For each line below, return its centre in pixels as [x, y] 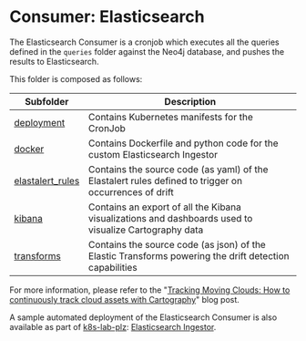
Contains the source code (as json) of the [177, 244]
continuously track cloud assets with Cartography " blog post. [124, 299]
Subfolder [46, 101]
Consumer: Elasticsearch [107, 17]
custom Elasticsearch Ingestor [153, 154]
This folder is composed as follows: [76, 78]
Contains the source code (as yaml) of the [178, 169]
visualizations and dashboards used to [170, 218]
